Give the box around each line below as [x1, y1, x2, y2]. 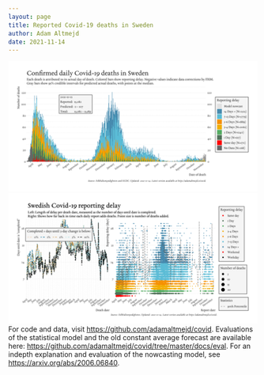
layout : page [8, 13, 51, 21]
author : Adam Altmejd [8, 29, 80, 37]
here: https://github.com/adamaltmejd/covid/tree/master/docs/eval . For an [8, 341, 251, 350]
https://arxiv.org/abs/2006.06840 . [8, 358, 120, 367]
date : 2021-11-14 [8, 38, 66, 46]
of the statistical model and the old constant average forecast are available [8, 332, 251, 342]
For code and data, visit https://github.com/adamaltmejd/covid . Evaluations [8, 324, 254, 334]
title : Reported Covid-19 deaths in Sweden [8, 21, 154, 29]
